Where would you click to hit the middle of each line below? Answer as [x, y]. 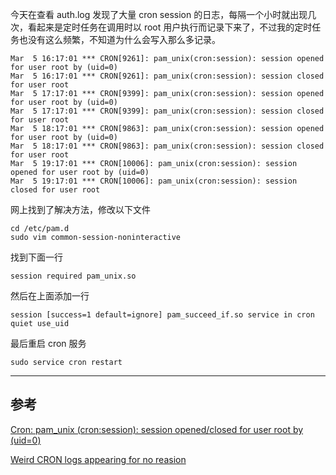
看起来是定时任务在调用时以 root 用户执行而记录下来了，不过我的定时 [170, 27]
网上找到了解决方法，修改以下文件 [80, 209]
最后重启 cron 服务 [48, 343]
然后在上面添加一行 [50, 296]
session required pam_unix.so [73, 276]
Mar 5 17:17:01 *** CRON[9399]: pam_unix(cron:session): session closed [167, 111]
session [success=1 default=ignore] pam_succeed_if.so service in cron [162, 315]
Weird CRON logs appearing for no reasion [98, 459]
